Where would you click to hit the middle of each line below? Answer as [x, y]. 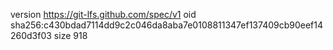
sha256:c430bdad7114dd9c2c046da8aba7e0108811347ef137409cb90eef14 [167, 25]
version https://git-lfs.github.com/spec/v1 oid [103, 14]
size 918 [70, 35]
